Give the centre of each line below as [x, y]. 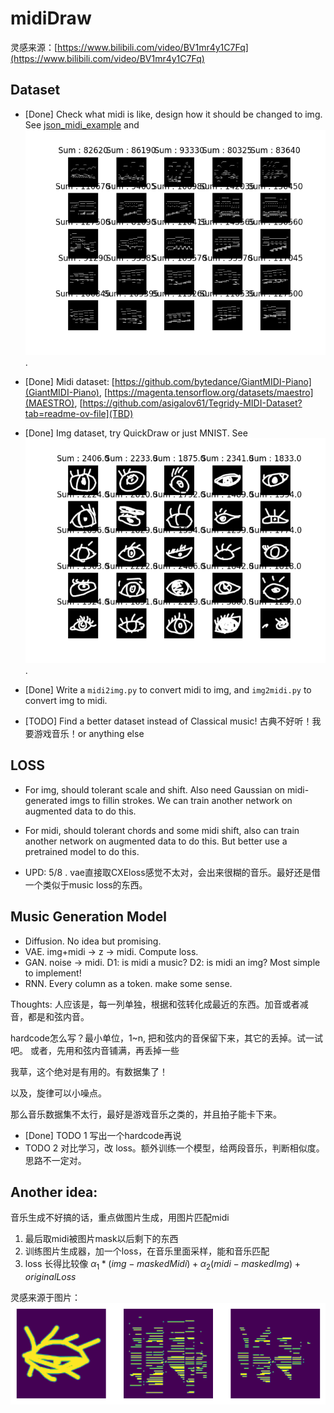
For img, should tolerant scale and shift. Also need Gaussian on [155, 789]
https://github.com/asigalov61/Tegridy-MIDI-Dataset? [192, 403]
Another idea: [54, 1192]
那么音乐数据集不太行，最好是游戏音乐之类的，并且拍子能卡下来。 [146, 1114]
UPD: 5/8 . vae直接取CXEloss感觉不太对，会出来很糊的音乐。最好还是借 [172, 872]
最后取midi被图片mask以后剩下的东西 [101, 1239]
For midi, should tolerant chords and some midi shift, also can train [162, 830]
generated [46, 800]
